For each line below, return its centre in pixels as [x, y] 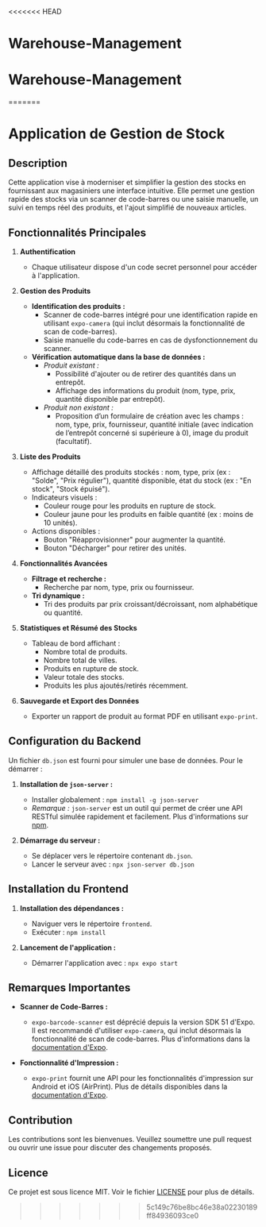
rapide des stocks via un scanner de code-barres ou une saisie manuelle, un [133, 199]
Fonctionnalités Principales [77, 232]
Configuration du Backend [75, 741]
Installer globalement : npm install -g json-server [115, 799]
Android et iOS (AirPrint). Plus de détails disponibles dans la [129, 1086]
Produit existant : [71, 365]
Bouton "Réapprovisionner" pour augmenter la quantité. [135, 539]
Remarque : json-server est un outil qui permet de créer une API [137, 808]
